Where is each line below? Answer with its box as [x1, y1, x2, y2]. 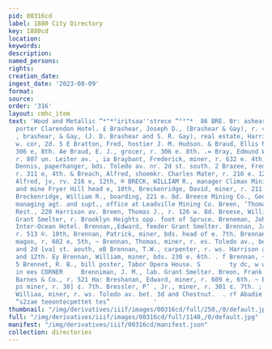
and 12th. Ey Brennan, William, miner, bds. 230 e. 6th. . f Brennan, [15, 253, 259, 261]
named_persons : [8, 57, 60, 66]
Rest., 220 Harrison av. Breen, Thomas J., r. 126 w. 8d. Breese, [15, 207, 244, 215]
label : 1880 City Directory [8, 19, 104, 28]
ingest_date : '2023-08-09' [8, 79, 100, 87]
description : [8, 49, 53, 57]
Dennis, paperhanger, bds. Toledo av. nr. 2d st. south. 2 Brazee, [15, 163, 249, 171]
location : [8, 34, 42, 43]
